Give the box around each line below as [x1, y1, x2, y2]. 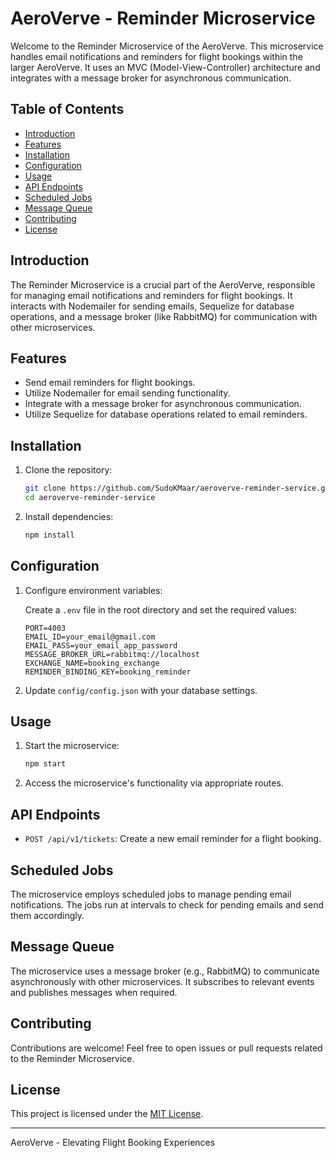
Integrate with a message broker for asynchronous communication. [24, 398, 302, 410]
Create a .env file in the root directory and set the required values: [24, 603, 298, 616]
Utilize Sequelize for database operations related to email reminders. [24, 408, 308, 421]
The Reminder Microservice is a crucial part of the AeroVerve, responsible [10, 278, 316, 291]
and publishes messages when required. [10, 986, 178, 998]
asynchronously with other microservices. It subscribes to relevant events [10, 975, 315, 987]
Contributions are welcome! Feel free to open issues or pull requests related [10, 1042, 323, 1054]
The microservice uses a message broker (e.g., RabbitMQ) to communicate [10, 965, 320, 977]
